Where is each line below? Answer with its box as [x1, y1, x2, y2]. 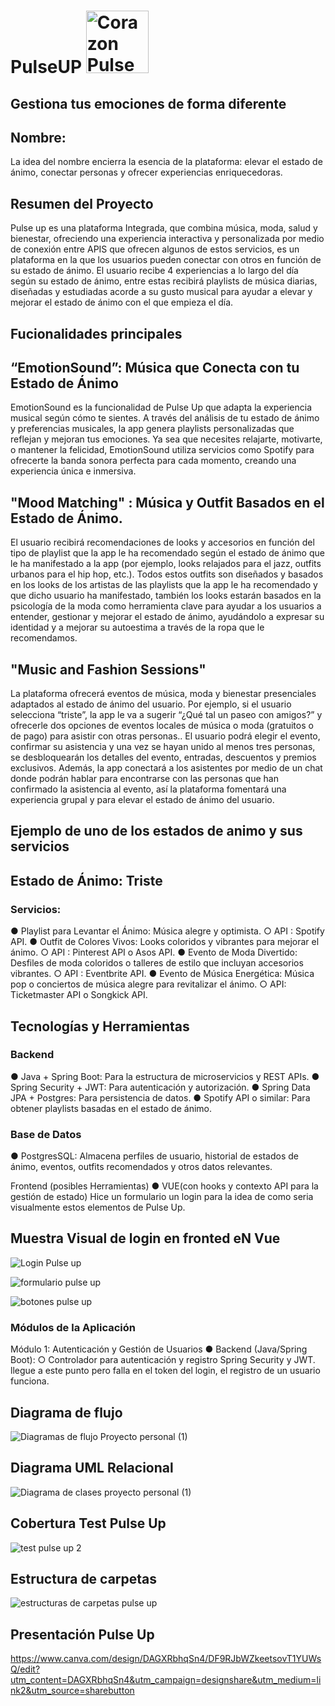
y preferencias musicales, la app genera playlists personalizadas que [10, 423, 295, 435]
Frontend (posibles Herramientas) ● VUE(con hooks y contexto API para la [10, 1180, 319, 1192]
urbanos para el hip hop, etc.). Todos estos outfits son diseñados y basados [10, 568, 324, 580]
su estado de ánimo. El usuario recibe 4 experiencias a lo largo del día [10, 265, 299, 277]
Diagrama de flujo [10, 1404, 123, 1421]
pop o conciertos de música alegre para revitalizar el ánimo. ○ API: [10, 978, 287, 990]
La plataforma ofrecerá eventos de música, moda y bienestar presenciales [10, 688, 317, 700]
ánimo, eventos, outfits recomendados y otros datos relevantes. [10, 1161, 273, 1173]
